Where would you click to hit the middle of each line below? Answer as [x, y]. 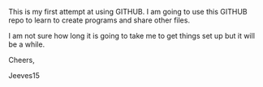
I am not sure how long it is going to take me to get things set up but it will [132, 36]
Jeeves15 [24, 75]
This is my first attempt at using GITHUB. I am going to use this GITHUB [128, 12]
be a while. [27, 44]
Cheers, [22, 60]
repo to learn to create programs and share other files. [99, 20]
